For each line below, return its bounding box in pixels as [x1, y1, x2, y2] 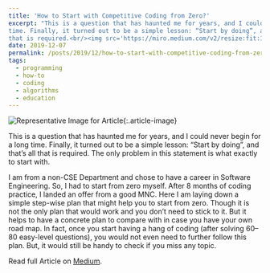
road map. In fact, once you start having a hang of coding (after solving [8, 224, 245, 234]
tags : [8, 57, 27, 65]
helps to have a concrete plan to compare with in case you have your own [8, 215, 253, 225]
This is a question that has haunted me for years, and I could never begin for [8, 132, 261, 141]
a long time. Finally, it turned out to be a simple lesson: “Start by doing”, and [8, 140, 260, 149]
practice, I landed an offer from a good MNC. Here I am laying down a [8, 189, 239, 199]
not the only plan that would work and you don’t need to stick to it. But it [8, 206, 247, 217]
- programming [15, 64, 63, 72]
